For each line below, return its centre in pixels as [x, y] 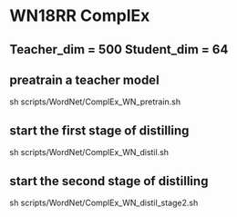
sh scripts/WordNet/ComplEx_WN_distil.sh [89, 153]
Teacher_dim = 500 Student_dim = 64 [119, 49]
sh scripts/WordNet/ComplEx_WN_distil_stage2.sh [104, 203]
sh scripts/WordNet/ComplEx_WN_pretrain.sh [95, 102]
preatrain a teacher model [84, 79]
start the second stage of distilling [109, 181]
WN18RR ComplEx [80, 16]
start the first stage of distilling [99, 130]
